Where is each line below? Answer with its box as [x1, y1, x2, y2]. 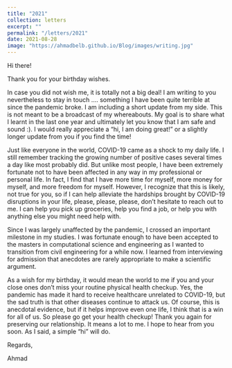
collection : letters [7, 17, 67, 24]
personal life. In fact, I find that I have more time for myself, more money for [7, 175, 223, 184]
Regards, [7, 341, 33, 349]
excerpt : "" [7, 23, 42, 30]
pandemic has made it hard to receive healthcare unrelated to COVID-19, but [7, 290, 226, 299]
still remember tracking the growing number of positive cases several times [7, 153, 222, 161]
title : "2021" [7, 10, 48, 17]
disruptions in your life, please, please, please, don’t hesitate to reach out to [7, 198, 224, 205]
